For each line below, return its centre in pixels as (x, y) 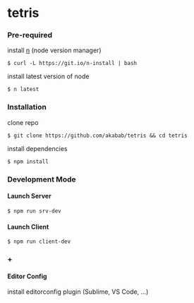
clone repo (23, 122)
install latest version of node (48, 76)
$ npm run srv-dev (34, 211)
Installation (27, 107)
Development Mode (42, 179)
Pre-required (30, 35)
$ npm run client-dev (39, 242)
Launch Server (29, 196)
